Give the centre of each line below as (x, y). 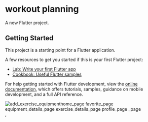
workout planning (42, 9)
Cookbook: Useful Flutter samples (47, 74)
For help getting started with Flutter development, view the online (72, 84)
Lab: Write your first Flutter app (44, 69)
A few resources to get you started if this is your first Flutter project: (74, 60)
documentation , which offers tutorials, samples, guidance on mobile (74, 89)
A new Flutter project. (27, 23)
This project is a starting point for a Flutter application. (60, 50)
